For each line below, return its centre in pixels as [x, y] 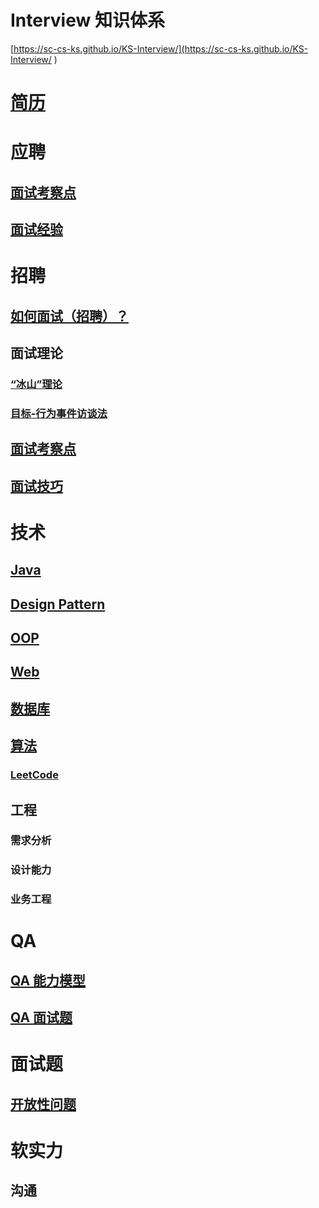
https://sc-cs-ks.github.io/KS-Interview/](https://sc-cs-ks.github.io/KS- [161, 48]
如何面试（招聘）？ [69, 316]
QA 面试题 [41, 1017]
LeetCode [34, 775]
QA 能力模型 [48, 980]
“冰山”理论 [36, 384]
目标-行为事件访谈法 [59, 413]
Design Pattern [58, 604]
